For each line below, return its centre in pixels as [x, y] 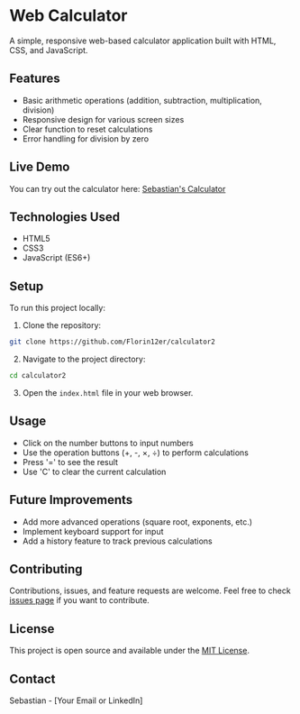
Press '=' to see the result [70, 462]
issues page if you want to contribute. [80, 600]
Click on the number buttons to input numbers [108, 443]
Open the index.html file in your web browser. [108, 392]
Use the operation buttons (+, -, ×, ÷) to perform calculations [136, 453]
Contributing [46, 569]
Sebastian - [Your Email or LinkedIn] [76, 700]
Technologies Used [64, 217]
